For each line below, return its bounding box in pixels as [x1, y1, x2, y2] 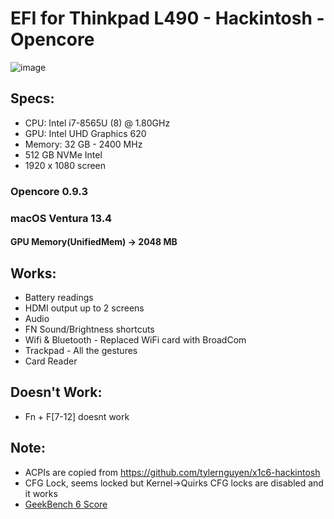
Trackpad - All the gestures [24, 345, 138, 356]
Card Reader [24, 355, 78, 367]
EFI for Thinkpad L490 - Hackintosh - [10, 7, 325, 30]
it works [24, 487, 58, 499]
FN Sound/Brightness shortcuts [24, 323, 155, 335]
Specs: [10, 90, 55, 107]
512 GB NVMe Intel [24, 148, 103, 161]
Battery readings [24, 292, 94, 303]
